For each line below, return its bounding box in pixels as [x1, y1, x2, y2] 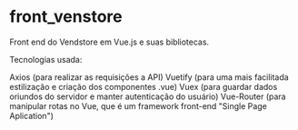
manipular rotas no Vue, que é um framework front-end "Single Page [9, 100, 268, 111]
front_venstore [9, 6, 123, 27]
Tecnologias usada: [9, 54, 83, 65]
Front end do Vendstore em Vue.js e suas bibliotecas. [9, 36, 210, 47]
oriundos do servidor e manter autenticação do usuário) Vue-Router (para [9, 91, 286, 102]
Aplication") [9, 110, 55, 121]
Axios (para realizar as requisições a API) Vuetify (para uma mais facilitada [9, 71, 289, 83]
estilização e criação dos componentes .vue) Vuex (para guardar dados [9, 81, 278, 92]
